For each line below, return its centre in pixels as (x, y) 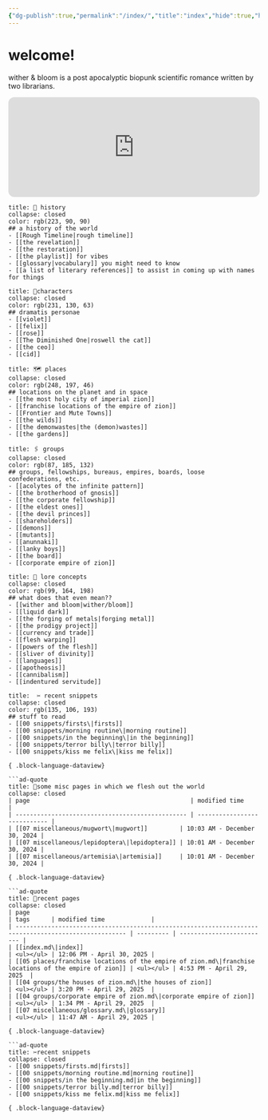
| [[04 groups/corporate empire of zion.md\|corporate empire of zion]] (132, 996)
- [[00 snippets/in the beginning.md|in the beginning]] (105, 1080)
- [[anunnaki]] (33, 542)
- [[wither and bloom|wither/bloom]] (71, 605)
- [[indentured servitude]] (55, 681)
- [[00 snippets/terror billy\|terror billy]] (87, 745)
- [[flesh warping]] (43, 640)
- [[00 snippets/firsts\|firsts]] (66, 724)
